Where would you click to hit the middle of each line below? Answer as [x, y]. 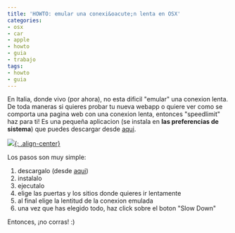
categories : [25, 20]
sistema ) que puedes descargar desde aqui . [72, 129]
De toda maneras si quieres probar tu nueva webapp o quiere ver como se [115, 107]
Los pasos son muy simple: [47, 157]
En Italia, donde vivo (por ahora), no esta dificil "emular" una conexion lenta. [118, 99]
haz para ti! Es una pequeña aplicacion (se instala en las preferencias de [113, 122]
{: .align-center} [38, 144]
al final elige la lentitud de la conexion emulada [85, 201]
